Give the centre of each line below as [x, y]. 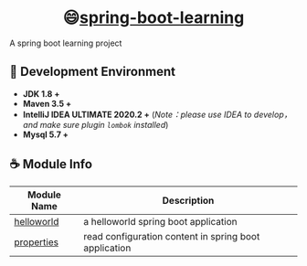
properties [37, 242]
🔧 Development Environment [93, 72]
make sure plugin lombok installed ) [104, 124]
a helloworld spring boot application [160, 221]
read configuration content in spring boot [172, 236]
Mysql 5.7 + [45, 134]
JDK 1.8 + [41, 93]
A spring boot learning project [66, 43]
